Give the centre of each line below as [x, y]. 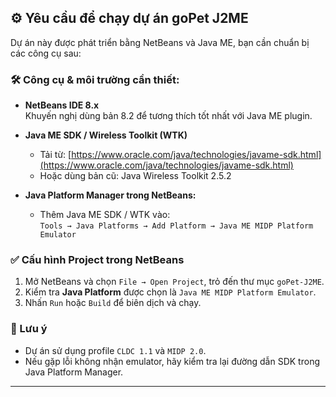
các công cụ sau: [46, 53]
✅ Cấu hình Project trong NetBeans [97, 260]
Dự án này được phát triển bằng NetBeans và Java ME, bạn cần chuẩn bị [160, 42]
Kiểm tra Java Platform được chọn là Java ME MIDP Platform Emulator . [170, 292]
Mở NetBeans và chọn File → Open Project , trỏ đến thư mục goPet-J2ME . [174, 282]
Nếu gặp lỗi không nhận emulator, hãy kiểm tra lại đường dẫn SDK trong [172, 361]
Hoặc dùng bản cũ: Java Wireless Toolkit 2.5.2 [135, 176]
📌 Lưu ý [29, 329]
